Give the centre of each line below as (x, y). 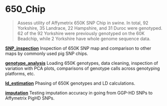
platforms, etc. (20, 73)
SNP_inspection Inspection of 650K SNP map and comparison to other (78, 48)
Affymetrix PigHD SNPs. (30, 98)
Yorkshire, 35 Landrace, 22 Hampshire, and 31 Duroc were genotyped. (90, 28)
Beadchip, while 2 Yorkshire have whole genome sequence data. (84, 39)
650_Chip (25, 9)
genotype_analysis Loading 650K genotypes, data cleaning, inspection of (82, 63)
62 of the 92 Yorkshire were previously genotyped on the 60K (81, 33)
